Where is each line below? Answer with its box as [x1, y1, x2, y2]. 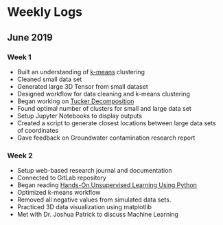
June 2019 [7, 32, 53, 43]
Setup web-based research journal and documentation [16, 167, 173, 175]
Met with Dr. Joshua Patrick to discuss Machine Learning [16, 211, 178, 219]
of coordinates [16, 126, 59, 134]
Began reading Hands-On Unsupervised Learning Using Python [16, 181, 198, 189]
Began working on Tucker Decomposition [16, 97, 134, 105]
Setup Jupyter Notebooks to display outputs [16, 111, 143, 120]
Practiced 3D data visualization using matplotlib [16, 203, 152, 211]
